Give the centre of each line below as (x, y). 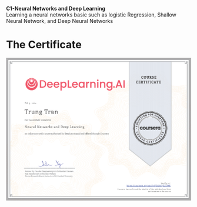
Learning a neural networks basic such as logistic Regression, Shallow (91, 15)
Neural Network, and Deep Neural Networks (60, 21)
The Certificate (44, 45)
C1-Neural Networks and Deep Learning (56, 9)
